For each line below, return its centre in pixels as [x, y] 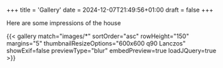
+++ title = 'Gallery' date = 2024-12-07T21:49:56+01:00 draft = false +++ [110, 10]
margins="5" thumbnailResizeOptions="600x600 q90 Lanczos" [96, 43]
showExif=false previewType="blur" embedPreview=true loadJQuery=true [112, 51]
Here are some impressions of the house [64, 23]
